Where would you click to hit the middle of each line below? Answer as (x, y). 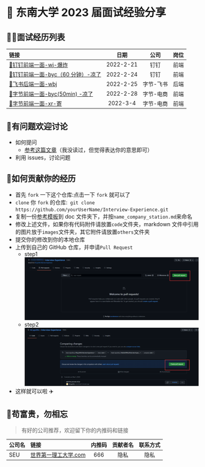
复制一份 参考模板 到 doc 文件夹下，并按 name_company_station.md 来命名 (104, 216)
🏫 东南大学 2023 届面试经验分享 (86, 13)
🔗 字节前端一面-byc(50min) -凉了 (51, 94)
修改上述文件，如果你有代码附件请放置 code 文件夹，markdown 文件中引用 (107, 224)
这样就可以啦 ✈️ (34, 391)
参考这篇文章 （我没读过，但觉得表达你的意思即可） (88, 150)
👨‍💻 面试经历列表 (36, 37)
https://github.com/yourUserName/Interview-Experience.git (92, 210)
